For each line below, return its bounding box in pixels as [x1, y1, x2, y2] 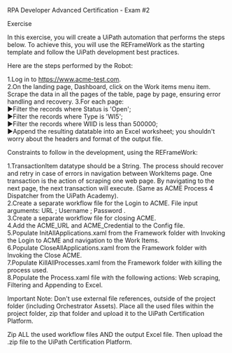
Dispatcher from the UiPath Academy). [7, 192, 119, 200]
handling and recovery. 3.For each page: [7, 97, 124, 106]
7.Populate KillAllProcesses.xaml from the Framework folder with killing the [7, 258, 222, 267]
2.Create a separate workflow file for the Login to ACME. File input [7, 199, 198, 207]
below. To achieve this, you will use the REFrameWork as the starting [7, 41, 205, 48]
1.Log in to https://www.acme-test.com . [7, 75, 121, 83]
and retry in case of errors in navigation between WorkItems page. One [7, 169, 212, 177]
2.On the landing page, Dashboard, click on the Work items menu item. [7, 83, 211, 90]
